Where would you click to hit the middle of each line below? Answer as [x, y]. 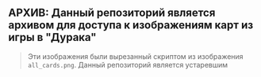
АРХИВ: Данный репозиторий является [112, 13]
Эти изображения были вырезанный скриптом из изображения [135, 56]
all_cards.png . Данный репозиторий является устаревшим [128, 64]
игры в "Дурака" [52, 37]
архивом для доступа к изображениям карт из [131, 26]
